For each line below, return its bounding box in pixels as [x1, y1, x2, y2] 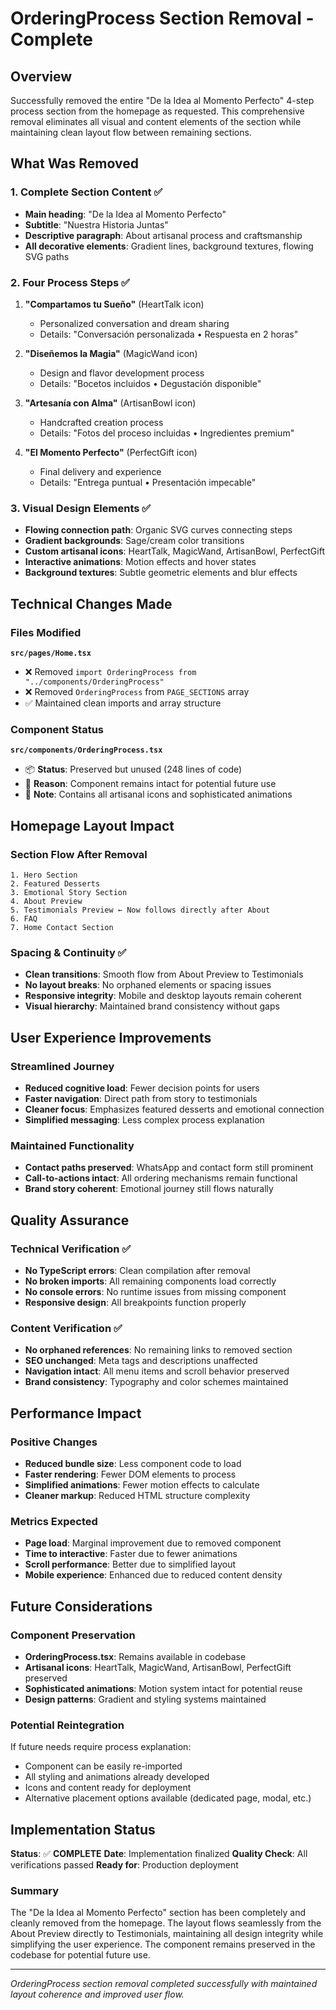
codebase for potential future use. [10, 1949, 151, 1961]
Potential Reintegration [10, 1718, 125, 1732]
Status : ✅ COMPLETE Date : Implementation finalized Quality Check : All [10, 1848, 308, 1859]
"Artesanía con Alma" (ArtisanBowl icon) [24, 397, 197, 409]
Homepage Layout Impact [10, 817, 175, 834]
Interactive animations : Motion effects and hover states [24, 556, 257, 568]
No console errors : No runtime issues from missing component [24, 1285, 287, 1297]
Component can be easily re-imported [24, 1760, 183, 1772]
